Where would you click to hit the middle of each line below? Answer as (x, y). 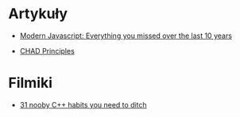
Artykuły (38, 14)
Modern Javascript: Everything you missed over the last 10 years (126, 36)
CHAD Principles (47, 51)
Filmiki (31, 83)
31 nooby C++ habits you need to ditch (83, 104)
